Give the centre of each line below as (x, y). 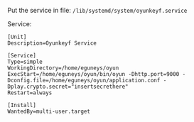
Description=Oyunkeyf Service (52, 43)
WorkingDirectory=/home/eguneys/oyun (63, 68)
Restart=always (30, 93)
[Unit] (17, 37)
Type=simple (25, 62)
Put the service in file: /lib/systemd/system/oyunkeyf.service (97, 10)
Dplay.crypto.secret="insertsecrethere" (68, 87)
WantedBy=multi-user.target (49, 111)
